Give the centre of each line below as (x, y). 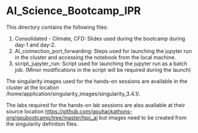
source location (25, 111)
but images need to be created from (143, 117)
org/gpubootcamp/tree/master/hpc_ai (52, 117)
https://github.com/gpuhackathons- (89, 111)
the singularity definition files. (42, 124)
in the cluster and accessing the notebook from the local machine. (95, 57)
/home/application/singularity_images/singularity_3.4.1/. (73, 94)
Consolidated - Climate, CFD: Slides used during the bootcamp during (100, 38)
